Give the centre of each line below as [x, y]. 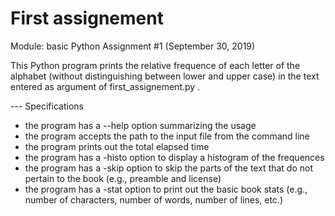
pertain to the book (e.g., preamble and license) [123, 178]
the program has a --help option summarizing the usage [140, 125]
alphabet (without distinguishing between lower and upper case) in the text [165, 76]
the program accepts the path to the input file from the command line [167, 136]
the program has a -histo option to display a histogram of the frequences [174, 157]
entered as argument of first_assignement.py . [105, 86]
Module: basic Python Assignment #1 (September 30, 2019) [133, 46]
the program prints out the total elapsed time [117, 146]
